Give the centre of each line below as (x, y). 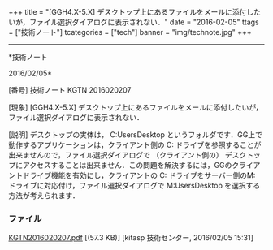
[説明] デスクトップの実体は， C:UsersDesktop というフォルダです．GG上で (135, 135)
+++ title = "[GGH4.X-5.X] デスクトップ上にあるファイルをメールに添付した (135, 12)
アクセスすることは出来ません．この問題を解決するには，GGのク (131, 165)
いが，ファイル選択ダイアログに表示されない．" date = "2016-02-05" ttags (134, 22)
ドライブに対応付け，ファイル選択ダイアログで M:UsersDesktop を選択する (134, 185)
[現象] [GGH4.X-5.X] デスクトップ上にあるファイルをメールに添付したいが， (136, 107)
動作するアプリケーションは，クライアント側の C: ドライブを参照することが (135, 145)
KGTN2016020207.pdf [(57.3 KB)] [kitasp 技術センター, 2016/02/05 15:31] (131, 238)
